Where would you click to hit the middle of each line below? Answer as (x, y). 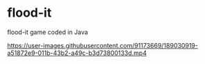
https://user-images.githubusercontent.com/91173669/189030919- (102, 45)
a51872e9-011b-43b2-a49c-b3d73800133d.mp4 (77, 53)
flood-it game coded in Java (48, 32)
